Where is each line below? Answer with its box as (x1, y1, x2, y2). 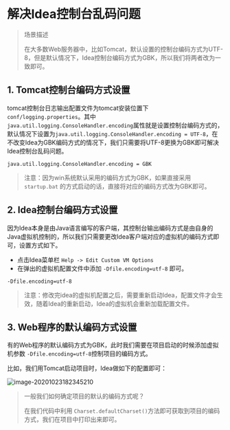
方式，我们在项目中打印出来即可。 (23, 416, 121, 424)
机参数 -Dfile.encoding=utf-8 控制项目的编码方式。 (7, 350, 152, 358)
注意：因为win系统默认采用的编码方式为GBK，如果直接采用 (23, 173, 191, 182)
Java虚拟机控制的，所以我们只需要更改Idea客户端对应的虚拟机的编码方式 (7, 232, 214, 241)
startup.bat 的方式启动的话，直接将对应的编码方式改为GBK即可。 (23, 182, 211, 190)
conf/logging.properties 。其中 (7, 112, 96, 120)
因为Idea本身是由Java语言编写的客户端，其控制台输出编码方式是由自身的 (7, 224, 214, 232)
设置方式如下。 (19, 241, 62, 249)
